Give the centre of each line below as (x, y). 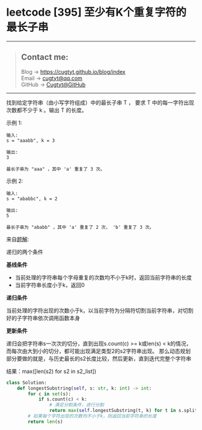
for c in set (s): (49, 394)
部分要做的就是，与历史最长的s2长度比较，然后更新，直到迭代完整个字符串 (99, 359)
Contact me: (44, 57)
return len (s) (45, 422)
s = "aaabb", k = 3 (31, 141)
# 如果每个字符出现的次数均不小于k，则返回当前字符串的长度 (92, 416)
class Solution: (26, 383)
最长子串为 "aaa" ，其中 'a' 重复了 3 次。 (56, 169)
